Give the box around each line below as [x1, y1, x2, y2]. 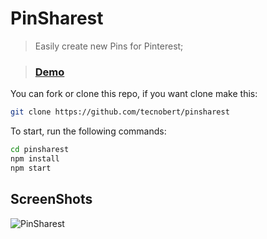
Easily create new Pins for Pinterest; [34, 40, 184, 52]
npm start [10, 163, 52, 173]
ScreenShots [10, 191, 93, 208]
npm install [10, 153, 60, 164]
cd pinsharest [10, 145, 70, 155]
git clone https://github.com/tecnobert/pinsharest [10, 107, 230, 117]
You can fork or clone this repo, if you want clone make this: [10, 88, 258, 100]
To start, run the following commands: [10, 125, 167, 137]
